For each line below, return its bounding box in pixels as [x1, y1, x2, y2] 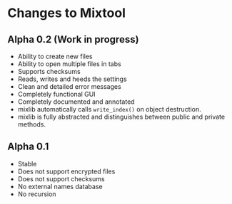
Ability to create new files [17, 52, 93, 60]
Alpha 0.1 [7, 141, 49, 153]
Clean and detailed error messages [17, 82, 121, 90]
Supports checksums [17, 68, 81, 75]
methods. [17, 120, 46, 129]
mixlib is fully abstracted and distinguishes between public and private [17, 112, 226, 121]
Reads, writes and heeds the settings [17, 75, 127, 83]
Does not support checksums [17, 174, 105, 183]
